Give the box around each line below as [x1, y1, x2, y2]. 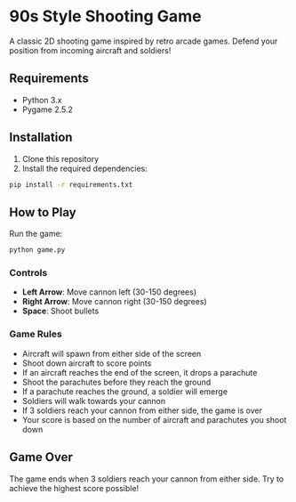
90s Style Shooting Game [9, 6, 202, 27]
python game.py [9, 246, 66, 255]
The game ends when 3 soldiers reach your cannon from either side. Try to [9, 474, 284, 484]
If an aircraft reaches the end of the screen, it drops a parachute [21, 367, 258, 377]
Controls [9, 267, 48, 279]
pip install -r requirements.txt [9, 180, 133, 189]
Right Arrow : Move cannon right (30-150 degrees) [21, 296, 207, 307]
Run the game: [9, 229, 63, 239]
